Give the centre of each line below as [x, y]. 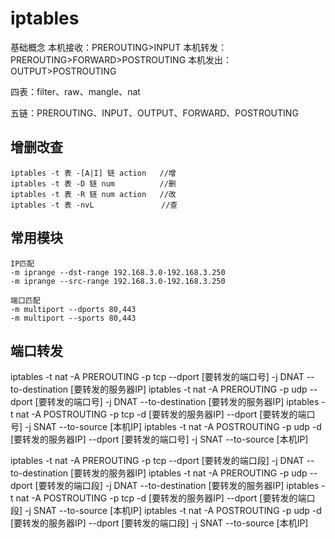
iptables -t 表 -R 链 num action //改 [93, 194]
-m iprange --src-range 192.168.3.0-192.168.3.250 [118, 281]
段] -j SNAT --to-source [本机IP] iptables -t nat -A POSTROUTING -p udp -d [166, 511]
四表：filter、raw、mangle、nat [75, 91]
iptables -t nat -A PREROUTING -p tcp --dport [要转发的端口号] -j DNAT [157, 377]
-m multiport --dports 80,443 [73, 309]
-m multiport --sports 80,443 [73, 318]
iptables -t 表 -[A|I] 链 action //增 [93, 173]
